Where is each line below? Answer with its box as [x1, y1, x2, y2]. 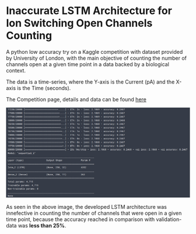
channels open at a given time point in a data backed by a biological [6, 60, 169, 68]
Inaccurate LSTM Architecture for [6, 4, 172, 18]
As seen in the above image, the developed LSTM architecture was [6, 203, 167, 210]
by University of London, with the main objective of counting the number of [6, 54, 187, 61]
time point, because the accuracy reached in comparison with [6, 215, 155, 223]
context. [6, 67, 26, 74]
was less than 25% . [17, 222, 66, 229]
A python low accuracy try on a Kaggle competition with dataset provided [6, 48, 183, 55]
